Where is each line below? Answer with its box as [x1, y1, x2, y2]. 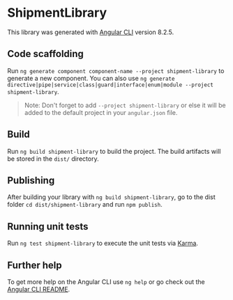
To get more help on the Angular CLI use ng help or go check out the [7, 278, 205, 286]
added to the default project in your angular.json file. [24, 108, 178, 116]
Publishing [7, 174, 55, 186]
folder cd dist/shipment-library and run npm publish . [7, 200, 163, 209]
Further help [7, 259, 63, 271]
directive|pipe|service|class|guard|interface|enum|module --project [7, 81, 214, 88]
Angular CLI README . [7, 285, 70, 293]
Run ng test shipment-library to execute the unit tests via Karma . [7, 239, 199, 248]
